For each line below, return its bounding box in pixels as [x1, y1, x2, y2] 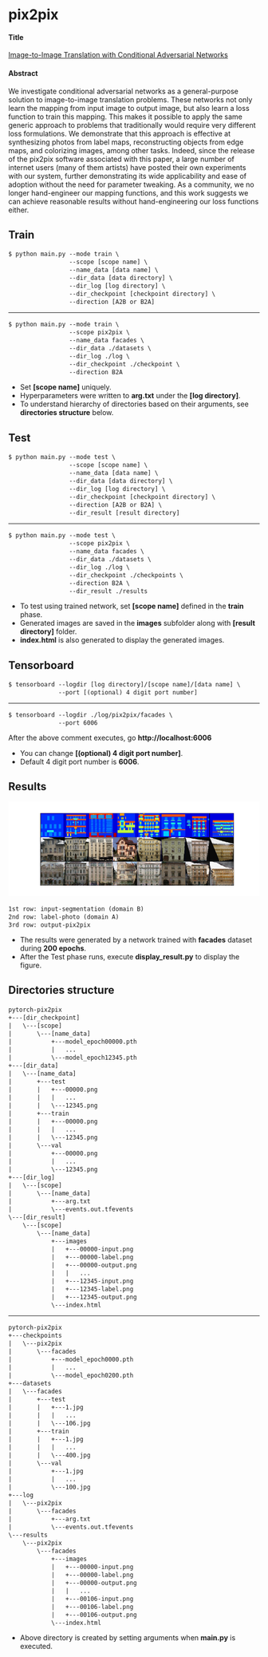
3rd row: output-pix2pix [8, 920, 91, 929]
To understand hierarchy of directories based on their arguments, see [19, 399, 249, 409]
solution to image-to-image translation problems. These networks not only [8, 94, 253, 105]
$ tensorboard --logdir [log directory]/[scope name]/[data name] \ [8, 681, 241, 689]
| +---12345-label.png [50, 1285, 134, 1293]
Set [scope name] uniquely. [19, 382, 112, 392]
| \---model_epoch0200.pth [8, 1371, 134, 1379]
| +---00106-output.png [50, 1611, 137, 1619]
